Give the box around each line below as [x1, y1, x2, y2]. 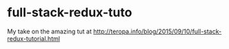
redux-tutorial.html [7, 34, 61, 42]
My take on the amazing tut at [7, 27, 92, 35]
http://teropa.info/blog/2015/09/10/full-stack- [92, 27, 222, 35]
